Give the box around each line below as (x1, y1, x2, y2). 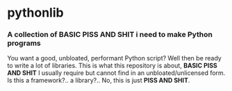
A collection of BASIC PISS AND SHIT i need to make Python (7, 30, 213, 40)
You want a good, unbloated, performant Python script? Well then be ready (7, 54, 222, 63)
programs (7, 38, 41, 48)
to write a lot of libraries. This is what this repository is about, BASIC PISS (7, 61, 217, 70)
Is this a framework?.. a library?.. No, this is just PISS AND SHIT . (7, 76, 190, 85)
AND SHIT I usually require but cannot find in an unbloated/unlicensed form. (7, 69, 226, 77)
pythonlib (7, 5, 64, 21)
